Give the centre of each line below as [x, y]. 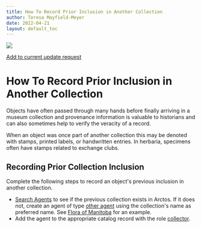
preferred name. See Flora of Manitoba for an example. [83, 212]
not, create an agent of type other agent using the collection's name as [103, 206]
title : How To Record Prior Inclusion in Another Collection [85, 12]
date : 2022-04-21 [28, 23]
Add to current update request [44, 57]
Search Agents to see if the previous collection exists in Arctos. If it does [105, 199]
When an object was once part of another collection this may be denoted [97, 135]
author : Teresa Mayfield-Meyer [45, 17]
